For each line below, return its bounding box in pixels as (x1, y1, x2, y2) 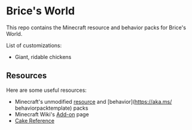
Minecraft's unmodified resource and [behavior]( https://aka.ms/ (14, 98, 172, 105)
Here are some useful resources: (6, 86, 87, 94)
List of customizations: (6, 42, 62, 49)
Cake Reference (14, 117, 55, 124)
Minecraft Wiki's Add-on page (14, 110, 89, 117)
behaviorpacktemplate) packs (14, 104, 88, 112)
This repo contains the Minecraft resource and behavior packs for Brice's (6, 24, 187, 31)
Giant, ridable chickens (14, 53, 72, 60)
